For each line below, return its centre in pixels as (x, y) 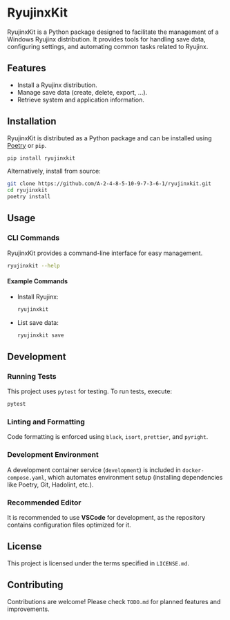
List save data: (38, 322)
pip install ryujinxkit (41, 158)
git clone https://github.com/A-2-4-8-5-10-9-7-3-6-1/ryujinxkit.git (109, 184)
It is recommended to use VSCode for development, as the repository (106, 518)
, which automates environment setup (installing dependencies (133, 477)
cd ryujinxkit (28, 190)
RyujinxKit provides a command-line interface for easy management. (105, 253)
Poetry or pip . (27, 145)
